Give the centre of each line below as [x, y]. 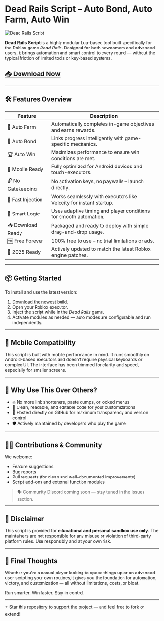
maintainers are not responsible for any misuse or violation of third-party [78, 536]
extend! [13, 614]
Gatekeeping [22, 189]
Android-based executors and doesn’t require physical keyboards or [74, 360]
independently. [27, 323]
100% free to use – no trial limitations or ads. [102, 241]
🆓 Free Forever [25, 241]
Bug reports [24, 472]
